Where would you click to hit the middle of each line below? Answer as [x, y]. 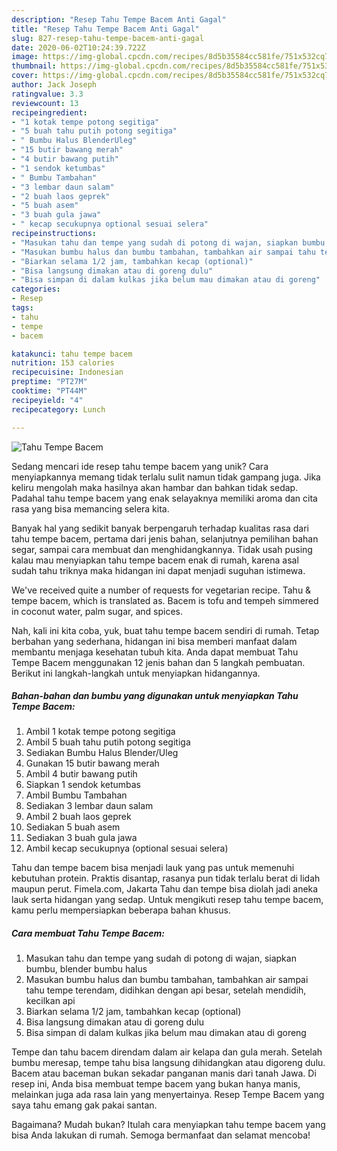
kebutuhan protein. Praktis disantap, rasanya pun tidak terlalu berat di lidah [166, 878]
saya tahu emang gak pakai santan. [84, 1105]
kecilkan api [50, 1001]
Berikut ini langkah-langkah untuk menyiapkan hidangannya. [136, 673]
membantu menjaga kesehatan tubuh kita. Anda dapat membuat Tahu [155, 652]
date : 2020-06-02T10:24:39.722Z [78, 47]
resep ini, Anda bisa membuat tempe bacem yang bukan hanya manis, [156, 1084]
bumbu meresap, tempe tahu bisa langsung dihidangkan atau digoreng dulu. [168, 1063]
